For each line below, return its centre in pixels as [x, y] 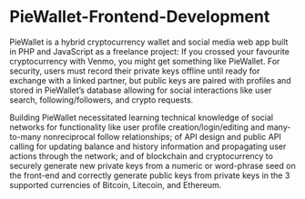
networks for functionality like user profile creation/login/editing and [137, 127]
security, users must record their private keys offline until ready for [135, 71]
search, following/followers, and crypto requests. [102, 99]
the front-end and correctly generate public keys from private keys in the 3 [150, 175]
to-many [25, 136]
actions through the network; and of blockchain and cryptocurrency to [141, 155]
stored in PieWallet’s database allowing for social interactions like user [141, 90]
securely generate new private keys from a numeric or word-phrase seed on [152, 165]
